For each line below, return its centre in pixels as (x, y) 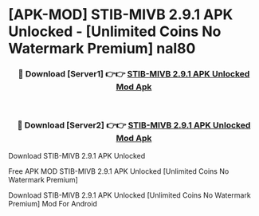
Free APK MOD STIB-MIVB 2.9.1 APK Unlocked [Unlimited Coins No (119, 171)
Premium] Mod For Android (53, 203)
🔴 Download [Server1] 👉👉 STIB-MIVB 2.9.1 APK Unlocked (134, 74)
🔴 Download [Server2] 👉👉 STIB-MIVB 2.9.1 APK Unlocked (134, 125)
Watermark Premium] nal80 (102, 49)
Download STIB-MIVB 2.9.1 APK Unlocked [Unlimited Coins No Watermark (129, 195)
